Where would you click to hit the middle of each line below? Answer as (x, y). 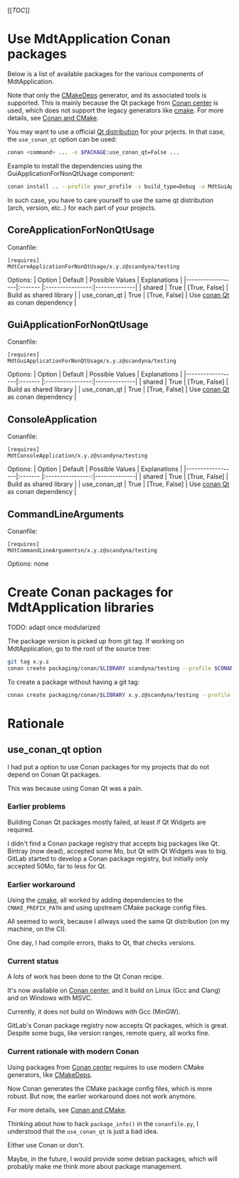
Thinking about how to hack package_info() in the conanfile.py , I (103, 1123)
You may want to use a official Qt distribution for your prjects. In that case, (116, 132)
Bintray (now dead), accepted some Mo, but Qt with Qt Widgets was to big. (117, 851)
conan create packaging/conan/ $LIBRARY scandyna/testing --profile (110, 668)
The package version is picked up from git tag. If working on (96, 641)
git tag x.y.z (28, 661)
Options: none (28, 563)
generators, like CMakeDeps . (50, 1075)
